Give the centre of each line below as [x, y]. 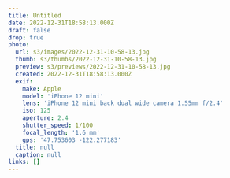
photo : [19, 45]
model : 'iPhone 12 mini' [63, 96]
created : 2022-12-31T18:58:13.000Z [74, 74]
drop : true [26, 37]
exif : [24, 81]
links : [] [24, 162]
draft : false [30, 30]
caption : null [38, 154]
